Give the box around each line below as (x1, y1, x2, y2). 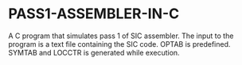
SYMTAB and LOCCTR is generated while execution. (8, 48, 181, 57)
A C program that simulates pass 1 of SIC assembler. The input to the (8, 31, 234, 40)
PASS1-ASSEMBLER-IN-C (8, 5, 180, 23)
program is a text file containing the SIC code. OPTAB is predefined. (8, 39, 231, 48)
